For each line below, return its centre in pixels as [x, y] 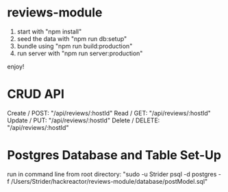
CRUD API [36, 94]
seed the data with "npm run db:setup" [72, 38]
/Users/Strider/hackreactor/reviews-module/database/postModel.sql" [110, 181]
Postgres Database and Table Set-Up [114, 155]
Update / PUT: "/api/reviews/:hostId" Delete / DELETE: [84, 120]
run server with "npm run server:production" [80, 53]
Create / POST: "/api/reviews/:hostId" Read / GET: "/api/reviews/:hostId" [109, 113]
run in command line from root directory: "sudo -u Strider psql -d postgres [112, 174]
